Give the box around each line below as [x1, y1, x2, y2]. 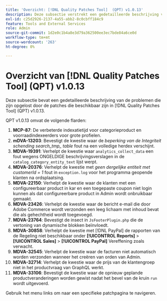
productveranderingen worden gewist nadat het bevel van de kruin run [12, 275, 158, 281]
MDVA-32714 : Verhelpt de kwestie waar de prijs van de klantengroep [12, 259, 155, 265]
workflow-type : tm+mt [5, 35, 51, 40]
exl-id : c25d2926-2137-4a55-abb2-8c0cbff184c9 [5, 16, 104, 21]
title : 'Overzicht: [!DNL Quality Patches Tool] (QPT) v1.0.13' [5, 7, 143, 12]
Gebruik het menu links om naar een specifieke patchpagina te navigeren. [5, 290, 157, 296]
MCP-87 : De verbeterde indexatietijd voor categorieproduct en [12, 127, 142, 133]
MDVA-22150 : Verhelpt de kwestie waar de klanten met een [12, 180, 136, 186]
